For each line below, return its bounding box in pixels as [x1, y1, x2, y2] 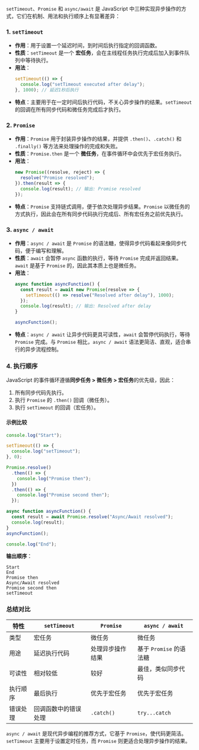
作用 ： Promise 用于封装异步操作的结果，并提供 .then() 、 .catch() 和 [14, 135, 182, 142]
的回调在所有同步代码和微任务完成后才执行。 [14, 106, 124, 113]
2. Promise [6, 121, 36, 129]
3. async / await [6, 225, 54, 234]
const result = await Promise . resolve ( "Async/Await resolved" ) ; [11, 514, 174, 520]
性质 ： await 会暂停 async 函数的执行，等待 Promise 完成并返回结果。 [14, 254, 182, 261]
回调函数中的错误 [33, 704, 82, 713]
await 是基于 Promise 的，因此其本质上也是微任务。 [14, 261, 140, 269]
